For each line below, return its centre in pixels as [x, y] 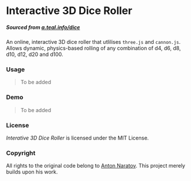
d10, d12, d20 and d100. [35, 54]
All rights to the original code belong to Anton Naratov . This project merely [96, 166]
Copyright [21, 153]
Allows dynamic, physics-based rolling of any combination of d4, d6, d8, [93, 48]
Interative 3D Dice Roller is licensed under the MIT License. [78, 138]
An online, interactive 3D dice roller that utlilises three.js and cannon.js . [93, 42]
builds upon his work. [32, 172]
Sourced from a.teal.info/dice [43, 27]
